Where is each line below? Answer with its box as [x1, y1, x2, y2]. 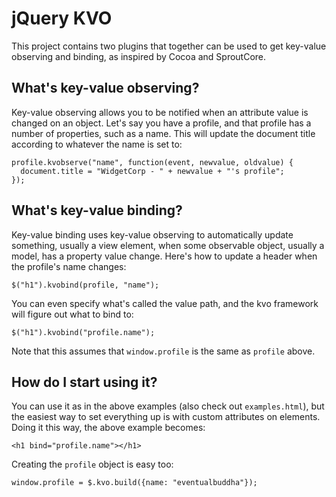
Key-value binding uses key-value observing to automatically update [11, 228, 294, 241]
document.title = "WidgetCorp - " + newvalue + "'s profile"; [20, 166, 285, 176]
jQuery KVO [11, 7, 113, 30]
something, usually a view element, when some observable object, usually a [11, 239, 325, 251]
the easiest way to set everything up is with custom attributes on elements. [11, 411, 321, 423]
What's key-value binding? [11, 202, 183, 219]
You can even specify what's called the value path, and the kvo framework [11, 297, 319, 309]
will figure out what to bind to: [11, 308, 134, 320]
